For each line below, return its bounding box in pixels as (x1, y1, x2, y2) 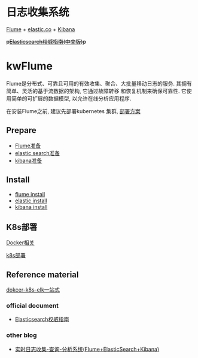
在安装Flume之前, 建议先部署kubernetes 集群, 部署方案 (6, 107, 141, 114)
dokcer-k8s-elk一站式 (6, 286, 60, 293)
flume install (14, 190, 45, 198)
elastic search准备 (14, 149, 60, 156)
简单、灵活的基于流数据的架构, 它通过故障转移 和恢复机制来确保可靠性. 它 (6, 87, 187, 95)
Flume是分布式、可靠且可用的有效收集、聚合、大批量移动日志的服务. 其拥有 (6, 80, 193, 87)
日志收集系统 (6, 5, 70, 19)
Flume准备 (14, 142, 41, 149)
